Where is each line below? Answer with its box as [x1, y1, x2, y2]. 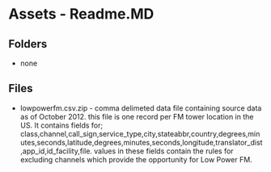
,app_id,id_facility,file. [19, 146, 93, 156]
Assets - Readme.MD [8, 5, 155, 23]
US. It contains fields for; [19, 120, 104, 130]
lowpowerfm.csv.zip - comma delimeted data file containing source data [19, 103, 262, 113]
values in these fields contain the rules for [94, 146, 234, 156]
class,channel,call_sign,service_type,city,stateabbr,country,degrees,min [19, 128, 260, 138]
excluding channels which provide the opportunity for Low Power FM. [19, 154, 252, 164]
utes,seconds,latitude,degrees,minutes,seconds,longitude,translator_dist [19, 137, 263, 147]
